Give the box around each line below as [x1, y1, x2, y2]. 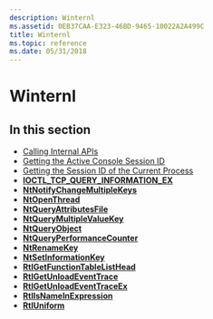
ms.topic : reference [9, 38, 88, 48]
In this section [9, 121, 92, 137]
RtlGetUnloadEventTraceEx [22, 281, 129, 292]
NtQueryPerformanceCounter [22, 233, 139, 244]
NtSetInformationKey [22, 252, 105, 263]
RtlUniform [22, 300, 65, 311]
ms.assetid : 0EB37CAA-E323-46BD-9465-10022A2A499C [9, 22, 205, 31]
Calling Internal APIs [22, 146, 99, 157]
